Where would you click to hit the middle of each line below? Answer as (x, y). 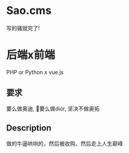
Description (29, 128)
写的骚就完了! (23, 28)
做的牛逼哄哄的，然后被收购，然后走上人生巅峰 (64, 143)
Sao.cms (29, 11)
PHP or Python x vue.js (35, 72)
